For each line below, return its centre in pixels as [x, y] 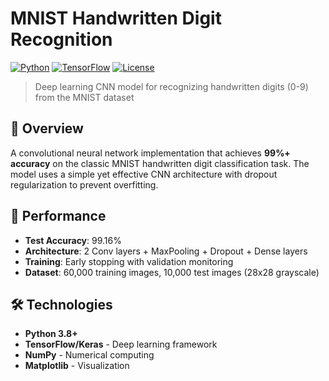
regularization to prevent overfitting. [84, 184]
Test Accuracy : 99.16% [73, 240]
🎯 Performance [58, 216]
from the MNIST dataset [84, 97]
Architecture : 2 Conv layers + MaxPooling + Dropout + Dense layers [166, 251]
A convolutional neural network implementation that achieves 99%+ [150, 153]
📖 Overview [47, 128]
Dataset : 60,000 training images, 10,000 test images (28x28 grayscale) [172, 272]
